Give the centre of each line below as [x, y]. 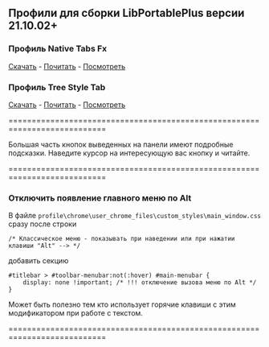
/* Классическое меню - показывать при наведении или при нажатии [122, 239]
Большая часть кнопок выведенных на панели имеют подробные [121, 144]
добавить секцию [39, 261]
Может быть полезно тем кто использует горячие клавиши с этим [122, 304]
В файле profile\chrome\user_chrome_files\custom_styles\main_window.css [134, 216]
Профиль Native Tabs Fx [58, 49]
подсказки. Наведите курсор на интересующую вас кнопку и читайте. [129, 153]
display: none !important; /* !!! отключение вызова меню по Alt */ [140, 283]
